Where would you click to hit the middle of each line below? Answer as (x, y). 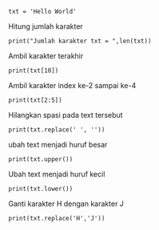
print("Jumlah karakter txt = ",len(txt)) (80, 41)
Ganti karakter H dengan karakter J (66, 204)
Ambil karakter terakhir (46, 56)
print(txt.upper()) (41, 159)
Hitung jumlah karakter (46, 26)
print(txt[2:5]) (35, 100)
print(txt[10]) (34, 71)
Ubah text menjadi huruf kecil (57, 174)
